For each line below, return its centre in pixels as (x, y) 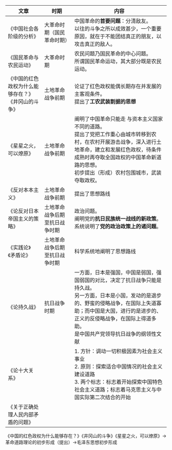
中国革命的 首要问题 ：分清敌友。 (113, 21)
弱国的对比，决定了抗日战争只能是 (120, 280)
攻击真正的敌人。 (95, 44)
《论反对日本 (24, 211)
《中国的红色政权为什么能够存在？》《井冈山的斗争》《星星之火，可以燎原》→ (86, 436)
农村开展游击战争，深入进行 (123, 142)
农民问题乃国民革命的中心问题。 (113, 53)
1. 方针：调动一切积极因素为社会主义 (118, 351)
